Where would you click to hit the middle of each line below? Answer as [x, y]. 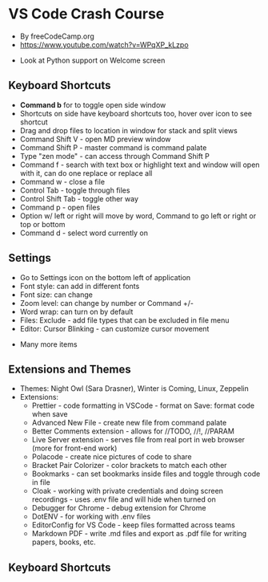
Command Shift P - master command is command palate [113, 147]
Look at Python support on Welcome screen [92, 60]
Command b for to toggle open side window [93, 104]
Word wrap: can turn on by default [76, 311]
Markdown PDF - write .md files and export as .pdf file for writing [139, 534]
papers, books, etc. [64, 542]
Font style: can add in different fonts [80, 286]
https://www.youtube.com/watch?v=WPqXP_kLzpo [104, 44]
